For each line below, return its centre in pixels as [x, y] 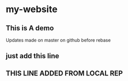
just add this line [33, 56]
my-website [32, 9]
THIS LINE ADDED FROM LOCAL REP [64, 73]
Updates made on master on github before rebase [58, 40]
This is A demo [30, 28]
